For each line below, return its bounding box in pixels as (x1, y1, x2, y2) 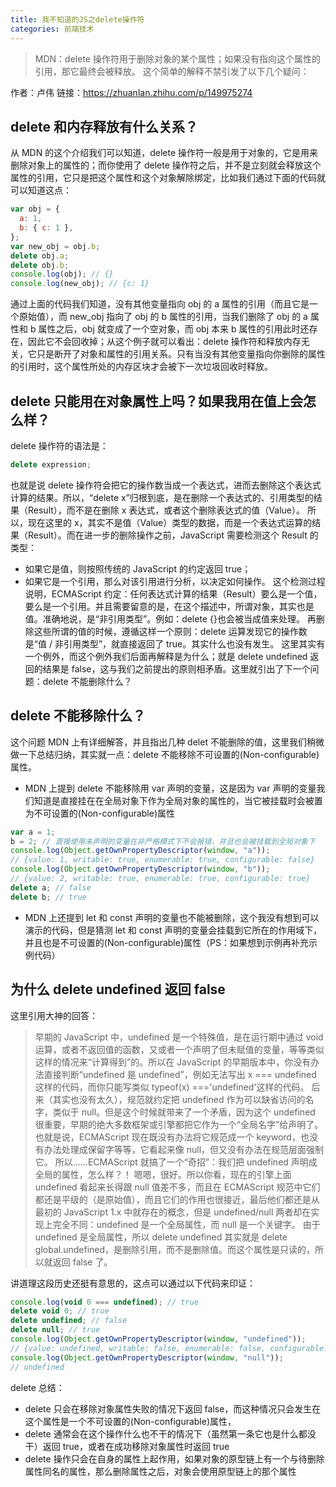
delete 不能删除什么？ (42, 675, 133, 687)
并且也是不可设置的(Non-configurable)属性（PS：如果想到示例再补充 (24, 936, 309, 948)
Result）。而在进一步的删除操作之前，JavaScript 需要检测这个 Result (27, 529, 308, 541)
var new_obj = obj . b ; (10, 241, 101, 251)
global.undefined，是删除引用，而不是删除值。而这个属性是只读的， (34, 1243, 316, 1255)
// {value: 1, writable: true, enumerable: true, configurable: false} (10, 855, 315, 865)
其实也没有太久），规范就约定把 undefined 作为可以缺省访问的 (52, 1093, 306, 1105)
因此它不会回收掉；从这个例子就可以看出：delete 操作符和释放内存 (27, 336, 302, 348)
